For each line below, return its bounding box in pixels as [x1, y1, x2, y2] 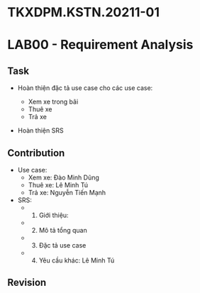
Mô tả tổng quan [38, 226, 87, 234]
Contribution [7, 147, 65, 159]
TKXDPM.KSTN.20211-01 [7, 4, 160, 21]
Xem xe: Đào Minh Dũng [28, 173, 99, 182]
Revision [7, 277, 47, 289]
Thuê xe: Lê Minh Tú [28, 181, 89, 189]
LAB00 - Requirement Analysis [7, 37, 194, 53]
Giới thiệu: [38, 211, 69, 219]
